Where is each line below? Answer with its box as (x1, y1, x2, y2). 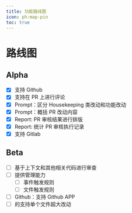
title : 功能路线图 (6, 8, 47, 15)
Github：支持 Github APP (14, 193, 75, 200)
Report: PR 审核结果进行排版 (14, 115, 83, 123)
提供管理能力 (14, 171, 46, 178)
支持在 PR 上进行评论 (14, 94, 65, 101)
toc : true (6, 19, 30, 25)
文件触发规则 (23, 185, 54, 193)
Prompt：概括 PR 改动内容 (14, 108, 78, 115)
